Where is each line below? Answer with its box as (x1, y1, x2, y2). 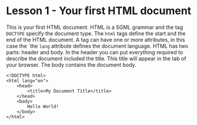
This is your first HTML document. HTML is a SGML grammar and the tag (6, 24, 183, 31)
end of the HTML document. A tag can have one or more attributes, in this (6, 36, 185, 43)
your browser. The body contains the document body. (6, 61, 136, 68)
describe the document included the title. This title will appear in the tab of (6, 55, 186, 62)
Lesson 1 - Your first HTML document (6, 4, 192, 18)
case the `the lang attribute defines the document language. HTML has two (6, 42, 188, 50)
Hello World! (27, 103, 59, 110)
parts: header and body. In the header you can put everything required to (6, 48, 183, 55)
